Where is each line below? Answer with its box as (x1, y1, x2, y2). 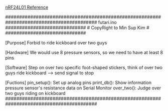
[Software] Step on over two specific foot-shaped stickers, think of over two (5, 65, 163, 70)
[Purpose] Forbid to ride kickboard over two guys (5, 40, 107, 46)
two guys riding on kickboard (5, 90, 66, 96)
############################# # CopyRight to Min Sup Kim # (5, 25, 149, 31)
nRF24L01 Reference (5, 5, 49, 10)
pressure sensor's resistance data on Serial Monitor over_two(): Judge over (5, 85, 161, 91)
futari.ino (98, 20, 117, 25)
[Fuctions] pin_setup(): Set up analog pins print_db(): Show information (5, 80, 152, 85)
